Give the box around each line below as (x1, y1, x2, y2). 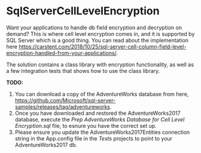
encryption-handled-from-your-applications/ (6, 49, 117, 56)
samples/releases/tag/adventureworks (14, 103, 111, 110)
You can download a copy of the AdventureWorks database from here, (14, 90, 189, 97)
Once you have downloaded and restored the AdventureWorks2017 (14, 109, 181, 117)
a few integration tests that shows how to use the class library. (6, 67, 160, 74)
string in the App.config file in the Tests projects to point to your (14, 134, 172, 142)
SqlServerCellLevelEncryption (6, 4, 160, 18)
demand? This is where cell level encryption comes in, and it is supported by (6, 30, 195, 37)
